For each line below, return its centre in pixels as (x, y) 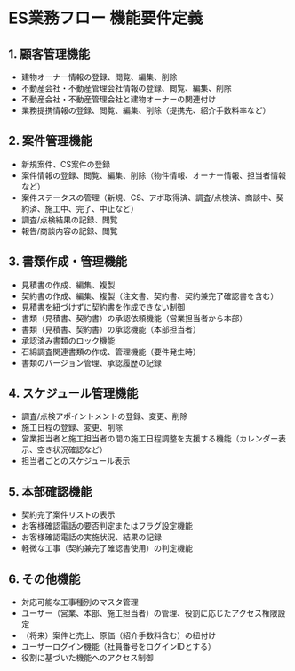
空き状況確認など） (72, 449)
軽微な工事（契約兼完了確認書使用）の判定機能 (107, 548)
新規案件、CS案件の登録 (66, 164)
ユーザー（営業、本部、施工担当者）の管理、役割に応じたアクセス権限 (149, 613)
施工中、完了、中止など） (92, 208)
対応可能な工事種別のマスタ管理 (80, 602)
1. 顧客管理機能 (49, 54)
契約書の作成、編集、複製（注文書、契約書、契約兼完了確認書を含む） (150, 295)
